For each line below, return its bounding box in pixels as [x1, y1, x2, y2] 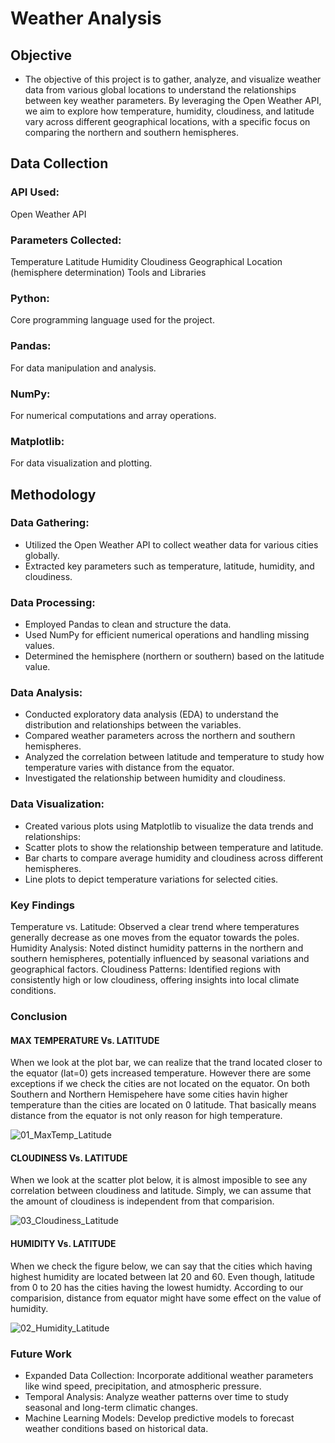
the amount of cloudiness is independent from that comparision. [10, 1195, 275, 1207]
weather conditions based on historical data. [24, 1422, 209, 1434]
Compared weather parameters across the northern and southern [24, 730, 296, 742]
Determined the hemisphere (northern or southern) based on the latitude [24, 650, 325, 662]
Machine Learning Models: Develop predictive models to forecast [24, 1412, 295, 1424]
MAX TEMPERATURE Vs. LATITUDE [10, 1034, 160, 1046]
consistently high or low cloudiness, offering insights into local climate [10, 974, 300, 986]
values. [24, 640, 55, 652]
